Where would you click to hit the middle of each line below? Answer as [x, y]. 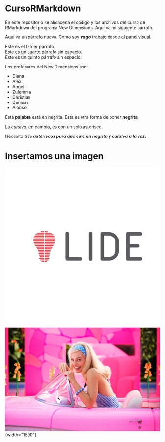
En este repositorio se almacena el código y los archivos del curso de [75, 22]
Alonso [19, 107]
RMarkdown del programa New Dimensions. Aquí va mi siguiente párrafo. [79, 27]
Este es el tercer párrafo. [30, 46]
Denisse [20, 102]
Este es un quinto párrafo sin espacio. [43, 57]
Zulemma [22, 92]
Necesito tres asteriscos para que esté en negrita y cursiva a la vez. [76, 136]
